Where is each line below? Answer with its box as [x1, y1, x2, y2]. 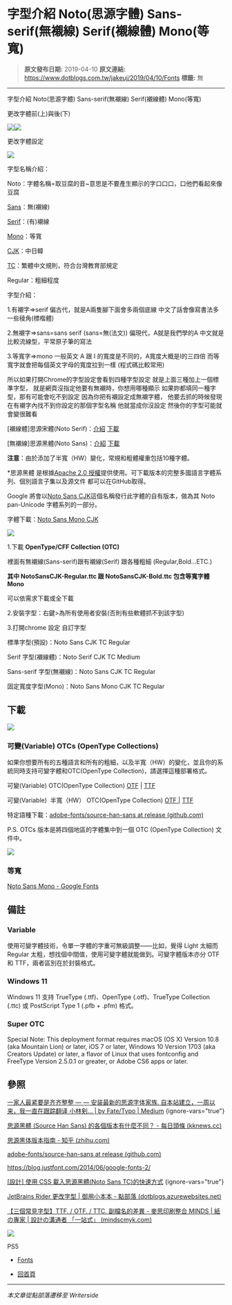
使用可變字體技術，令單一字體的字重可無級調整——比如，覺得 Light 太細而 [7, 942, 219, 950]
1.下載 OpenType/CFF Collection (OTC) [7, 543, 119, 551]
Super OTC [7, 1019, 45, 1029]
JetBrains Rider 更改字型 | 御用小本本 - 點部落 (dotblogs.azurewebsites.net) [7, 1192, 222, 1201]
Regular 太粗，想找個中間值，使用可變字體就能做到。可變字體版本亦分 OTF [7, 950, 220, 958]
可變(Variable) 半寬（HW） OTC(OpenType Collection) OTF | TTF [7, 796, 194, 804]
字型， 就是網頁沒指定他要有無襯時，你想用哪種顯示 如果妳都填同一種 [12, 384, 211, 392]
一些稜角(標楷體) [7, 313, 55, 322]
